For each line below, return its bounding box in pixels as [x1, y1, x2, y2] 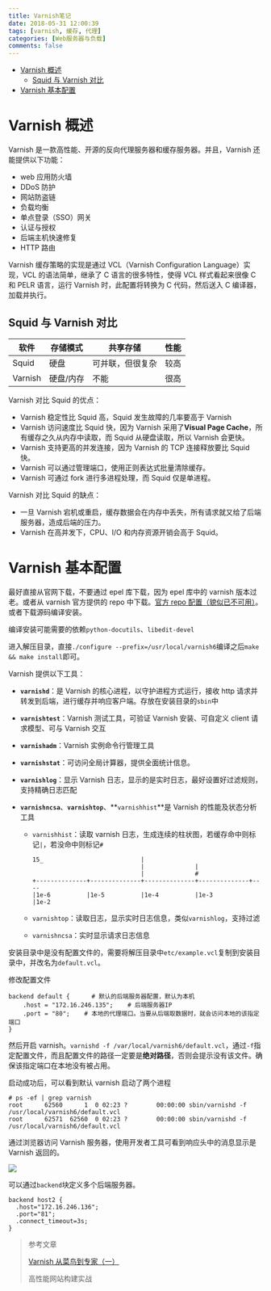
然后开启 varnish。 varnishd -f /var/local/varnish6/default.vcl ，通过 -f [8, 1040, 254, 1050]
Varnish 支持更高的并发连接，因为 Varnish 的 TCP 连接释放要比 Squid [19, 442, 250, 452]
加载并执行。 [8, 290, 51, 300]
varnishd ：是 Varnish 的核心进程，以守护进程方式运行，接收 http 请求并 [19, 686, 258, 696]
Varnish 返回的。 [8, 1147, 65, 1157]
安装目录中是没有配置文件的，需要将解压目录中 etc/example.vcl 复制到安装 [8, 947, 254, 957]
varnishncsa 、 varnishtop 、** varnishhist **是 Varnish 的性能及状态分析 [19, 801, 257, 812]
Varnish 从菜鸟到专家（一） [27, 1256, 119, 1266]
